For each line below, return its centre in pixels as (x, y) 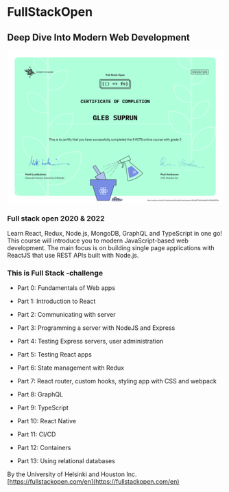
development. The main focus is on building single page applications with (111, 248)
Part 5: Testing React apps (55, 355)
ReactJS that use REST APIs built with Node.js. (73, 256)
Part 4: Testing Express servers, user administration (90, 342)
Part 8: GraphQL (40, 394)
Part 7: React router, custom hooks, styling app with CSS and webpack (117, 381)
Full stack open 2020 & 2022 (56, 219)
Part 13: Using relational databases (66, 461)
